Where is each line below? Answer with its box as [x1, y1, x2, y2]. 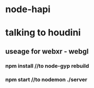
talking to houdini [5, 27, 81, 39]
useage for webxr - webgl [5, 47, 89, 55]
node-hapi [5, 4, 51, 15]
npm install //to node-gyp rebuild [5, 62, 89, 69]
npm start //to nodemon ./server [5, 76, 88, 83]
